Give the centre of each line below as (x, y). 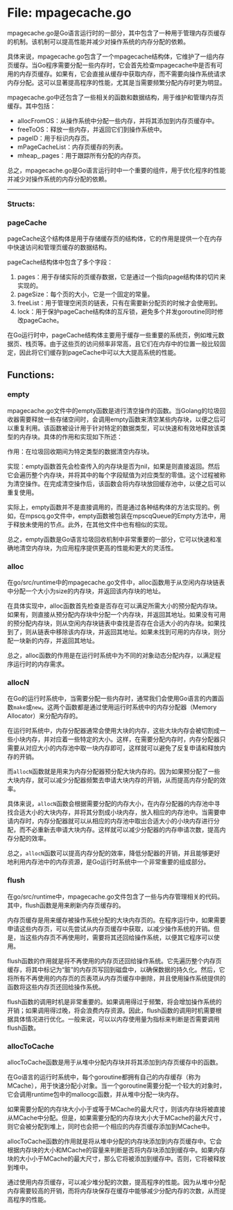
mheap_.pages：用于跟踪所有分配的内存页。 (81, 155)
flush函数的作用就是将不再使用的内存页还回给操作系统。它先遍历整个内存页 (114, 960)
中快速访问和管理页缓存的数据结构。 (59, 248)
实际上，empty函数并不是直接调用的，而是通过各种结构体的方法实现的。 (110, 507)
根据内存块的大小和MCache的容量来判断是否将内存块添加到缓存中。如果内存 (116, 1150)
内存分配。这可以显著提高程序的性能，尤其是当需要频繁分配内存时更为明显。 (116, 82)
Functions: (31, 374)
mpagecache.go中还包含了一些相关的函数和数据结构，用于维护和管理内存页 (115, 97)
